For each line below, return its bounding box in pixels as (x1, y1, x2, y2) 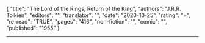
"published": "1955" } (6, 24, 60, 31)
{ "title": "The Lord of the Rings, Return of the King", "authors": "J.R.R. (6, 5, 181, 12)
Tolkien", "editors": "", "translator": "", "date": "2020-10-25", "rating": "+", (6, 12, 191, 19)
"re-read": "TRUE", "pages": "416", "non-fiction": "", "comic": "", (6, 18, 168, 25)
